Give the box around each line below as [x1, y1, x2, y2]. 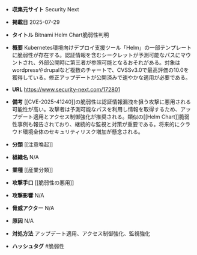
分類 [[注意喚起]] [11, 141, 53, 148]
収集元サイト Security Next [11, 6, 79, 13]
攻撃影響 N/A [11, 192, 44, 199]
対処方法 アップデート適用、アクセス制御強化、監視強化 [11, 230, 151, 237]
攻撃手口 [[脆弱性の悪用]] [11, 179, 74, 186]
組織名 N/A [11, 154, 39, 160]
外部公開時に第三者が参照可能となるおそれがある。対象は [38, 59, 181, 66]
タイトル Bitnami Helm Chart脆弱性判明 [11, 31, 109, 38]
